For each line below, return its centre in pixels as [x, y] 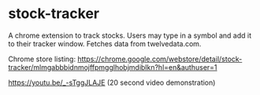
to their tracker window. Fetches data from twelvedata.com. [105, 43]
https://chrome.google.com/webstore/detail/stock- [160, 59]
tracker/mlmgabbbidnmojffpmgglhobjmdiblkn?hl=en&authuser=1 [113, 67]
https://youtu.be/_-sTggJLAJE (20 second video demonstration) [112, 82]
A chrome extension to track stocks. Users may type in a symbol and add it [130, 35]
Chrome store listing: [42, 59]
